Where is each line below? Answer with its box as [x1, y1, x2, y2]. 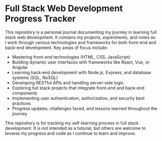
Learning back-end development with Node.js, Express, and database [12, 69, 151, 75]
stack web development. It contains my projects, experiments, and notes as [5, 34, 156, 40]
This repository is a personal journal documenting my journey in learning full [5, 29, 157, 35]
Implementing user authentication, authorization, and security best [12, 95, 145, 101]
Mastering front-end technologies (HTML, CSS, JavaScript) [12, 54, 131, 60]
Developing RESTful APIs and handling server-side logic [12, 79, 124, 85]
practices [12, 100, 31, 106]
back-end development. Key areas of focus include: [5, 45, 108, 50]
